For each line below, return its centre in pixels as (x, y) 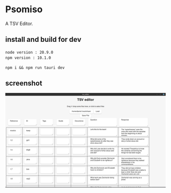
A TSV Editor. (19, 23)
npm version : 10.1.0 (28, 58)
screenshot (24, 83)
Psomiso (24, 9)
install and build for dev (43, 40)
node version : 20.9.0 (29, 52)
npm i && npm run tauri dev (35, 67)
